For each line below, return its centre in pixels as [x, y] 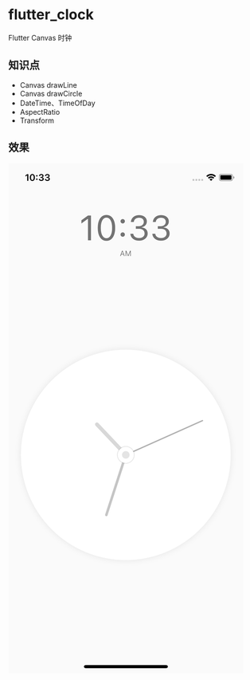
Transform [37, 120]
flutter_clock [51, 15]
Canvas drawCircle [51, 93]
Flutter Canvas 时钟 [40, 37]
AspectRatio [40, 112]
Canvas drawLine [48, 85]
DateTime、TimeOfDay [57, 103]
